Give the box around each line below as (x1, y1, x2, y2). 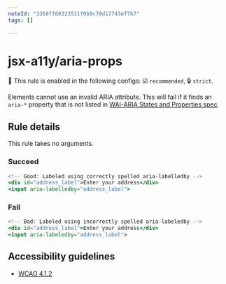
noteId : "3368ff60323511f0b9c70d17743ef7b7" (8, 10, 140, 18)
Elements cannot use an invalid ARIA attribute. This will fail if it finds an (8, 93, 212, 102)
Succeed (8, 157, 39, 167)
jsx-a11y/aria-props (8, 53, 123, 69)
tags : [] (8, 17, 34, 24)
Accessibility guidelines (8, 250, 115, 263)
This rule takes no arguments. (8, 140, 94, 148)
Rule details (8, 121, 60, 133)
